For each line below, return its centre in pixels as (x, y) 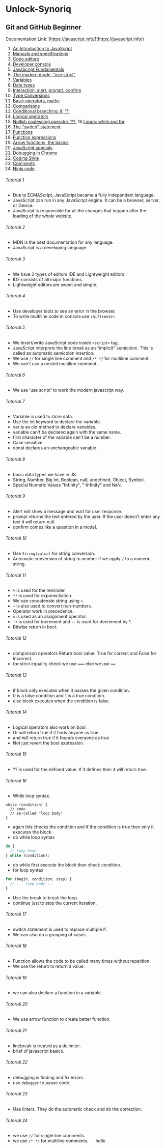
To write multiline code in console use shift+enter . (64, 316)
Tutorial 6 (15, 375)
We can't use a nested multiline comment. (55, 364)
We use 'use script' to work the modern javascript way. (69, 390)
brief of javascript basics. (38, 1051)
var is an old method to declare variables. (55, 427)
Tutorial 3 (15, 259)
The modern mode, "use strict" (44, 74)
